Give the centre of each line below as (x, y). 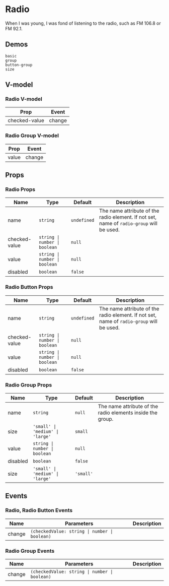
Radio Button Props (29, 287)
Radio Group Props (29, 385)
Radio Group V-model (32, 136)
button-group (19, 65)
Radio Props (20, 189)
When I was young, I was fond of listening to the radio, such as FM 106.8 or (83, 23)
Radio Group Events (30, 551)
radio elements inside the (128, 413)
